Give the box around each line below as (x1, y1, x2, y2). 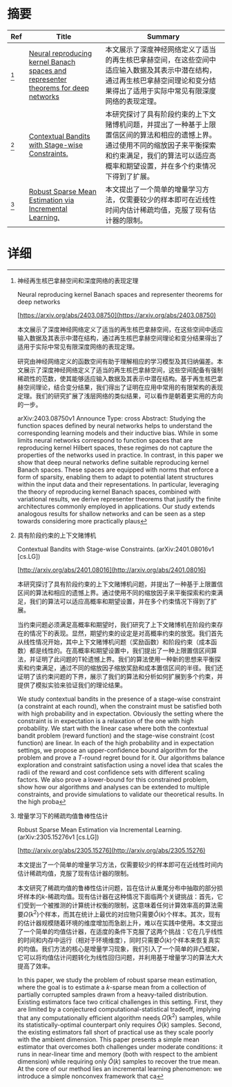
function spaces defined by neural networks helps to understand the (17, 421, 213, 430)
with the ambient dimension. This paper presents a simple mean (17, 1035, 200, 1043)
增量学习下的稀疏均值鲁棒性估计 (17, 811, 108, 820)
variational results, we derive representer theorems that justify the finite (17, 494, 221, 503)
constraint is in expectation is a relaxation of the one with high (17, 716, 194, 725)
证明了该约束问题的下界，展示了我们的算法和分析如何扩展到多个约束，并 (17, 672, 223, 680)
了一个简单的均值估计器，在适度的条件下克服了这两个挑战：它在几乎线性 (17, 927, 223, 936)
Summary (147, 32, 180, 41)
